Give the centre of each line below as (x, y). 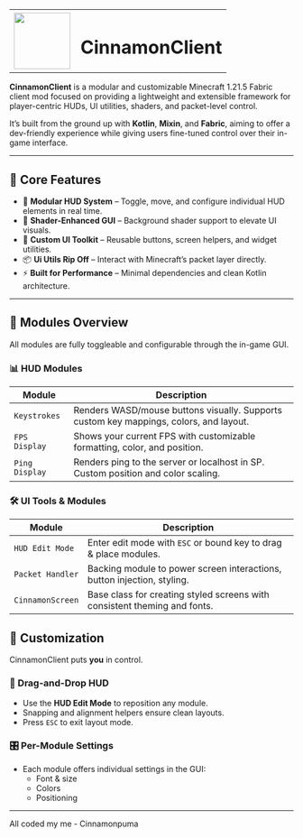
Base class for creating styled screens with (178, 594)
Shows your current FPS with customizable (165, 437)
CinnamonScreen (46, 600)
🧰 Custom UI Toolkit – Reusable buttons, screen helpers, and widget (150, 240)
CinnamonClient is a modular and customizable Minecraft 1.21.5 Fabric (141, 87)
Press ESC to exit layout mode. (78, 722)
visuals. (37, 230)
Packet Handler (46, 575)
